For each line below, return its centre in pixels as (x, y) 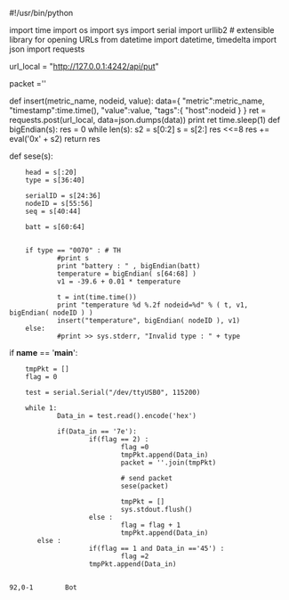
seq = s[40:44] (53, 211)
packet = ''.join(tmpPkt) (169, 463)
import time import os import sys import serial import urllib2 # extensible (142, 30)
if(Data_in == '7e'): (97, 432)
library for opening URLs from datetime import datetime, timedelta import (143, 40)
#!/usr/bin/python (41, 13)
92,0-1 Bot (43, 588)
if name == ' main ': (44, 353)
